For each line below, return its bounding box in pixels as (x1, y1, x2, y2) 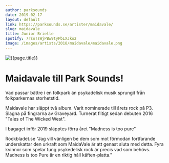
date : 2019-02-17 (5, 12, 43, 17)
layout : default (5, 17, 40, 22)
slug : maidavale (5, 27, 40, 32)
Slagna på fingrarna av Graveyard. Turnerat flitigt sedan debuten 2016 (5, 110, 153, 117)
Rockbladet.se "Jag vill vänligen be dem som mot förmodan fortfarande (5, 135, 156, 142)
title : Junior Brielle (5, 31, 54, 36)
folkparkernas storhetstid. (5, 95, 60, 101)
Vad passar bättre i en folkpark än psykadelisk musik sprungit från (5, 89, 145, 96)
